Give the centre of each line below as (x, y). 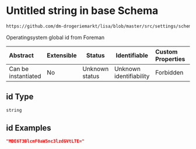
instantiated (25, 76)
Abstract (21, 55)
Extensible (62, 55)
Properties (170, 59)
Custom (167, 52)
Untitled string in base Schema (82, 11)
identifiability (132, 76)
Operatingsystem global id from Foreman (55, 37)
